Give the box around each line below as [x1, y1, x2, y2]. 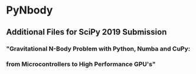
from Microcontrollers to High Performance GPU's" [6, 60, 156, 68]
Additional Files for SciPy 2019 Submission [6, 27, 167, 37]
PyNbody [6, 4, 53, 17]
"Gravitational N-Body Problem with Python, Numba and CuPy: [6, 45, 191, 53]
